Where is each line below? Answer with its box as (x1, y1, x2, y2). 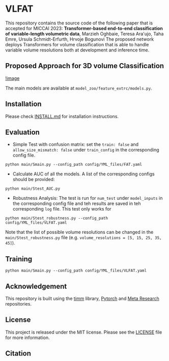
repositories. (5, 301, 32, 307)
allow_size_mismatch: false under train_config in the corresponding (12, 147, 159, 153)
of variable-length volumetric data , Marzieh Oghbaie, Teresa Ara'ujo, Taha (5, 31, 164, 37)
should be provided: (12, 176, 55, 183)
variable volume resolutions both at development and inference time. (5, 47, 150, 53)
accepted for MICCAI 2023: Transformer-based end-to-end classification (5, 25, 163, 31)
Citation (5, 349, 32, 358)
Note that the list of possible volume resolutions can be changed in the (5, 229, 154, 235)
